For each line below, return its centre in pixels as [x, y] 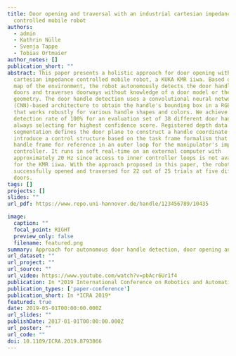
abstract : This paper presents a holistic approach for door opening [111, 73]
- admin [25, 33]
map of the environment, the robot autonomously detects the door [113, 86]
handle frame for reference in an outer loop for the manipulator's [116, 145]
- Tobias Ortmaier [41, 54]
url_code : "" [26, 334]
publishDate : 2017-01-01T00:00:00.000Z [66, 321]
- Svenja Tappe [36, 47]
